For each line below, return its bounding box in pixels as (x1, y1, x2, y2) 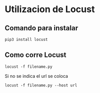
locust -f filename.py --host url (5, 82, 78, 88)
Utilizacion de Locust (5, 4, 95, 15)
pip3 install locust (5, 37, 48, 42)
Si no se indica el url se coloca (5, 73, 69, 79)
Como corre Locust (5, 51, 67, 59)
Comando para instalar (5, 24, 78, 32)
